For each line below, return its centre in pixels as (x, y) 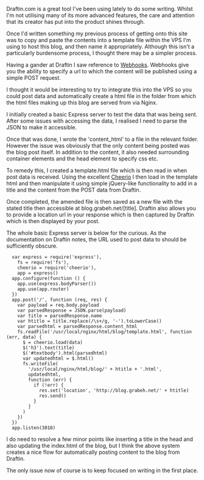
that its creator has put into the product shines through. (76, 22)
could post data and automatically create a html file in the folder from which (101, 96)
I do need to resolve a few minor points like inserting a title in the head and (100, 439)
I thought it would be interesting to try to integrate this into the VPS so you (99, 90)
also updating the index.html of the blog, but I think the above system (93, 446)
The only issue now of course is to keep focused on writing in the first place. (102, 470)
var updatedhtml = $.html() (58, 359)
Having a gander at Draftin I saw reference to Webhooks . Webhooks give (98, 65)
